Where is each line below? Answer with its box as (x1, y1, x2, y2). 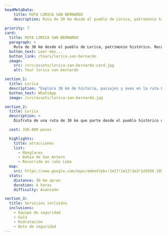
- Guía (13, 215, 27, 220)
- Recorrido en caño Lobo (17, 159, 72, 165)
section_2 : (4, 104, 27, 109)
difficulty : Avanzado (13, 187, 58, 192)
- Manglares (17, 150, 43, 155)
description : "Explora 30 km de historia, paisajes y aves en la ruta (9, 86, 159, 91)
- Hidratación (13, 219, 43, 225)
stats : (9, 173, 23, 178)
